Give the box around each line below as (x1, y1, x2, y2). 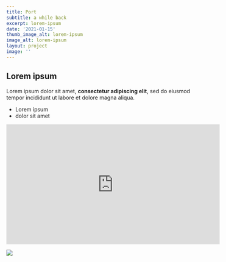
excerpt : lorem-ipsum (6, 20, 62, 26)
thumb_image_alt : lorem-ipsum (6, 32, 83, 38)
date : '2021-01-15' (6, 26, 56, 32)
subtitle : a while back (6, 15, 67, 21)
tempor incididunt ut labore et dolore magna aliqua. (6, 94, 135, 101)
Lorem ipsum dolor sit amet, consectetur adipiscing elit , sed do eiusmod (6, 87, 191, 94)
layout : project (6, 43, 48, 49)
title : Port (6, 9, 37, 15)
